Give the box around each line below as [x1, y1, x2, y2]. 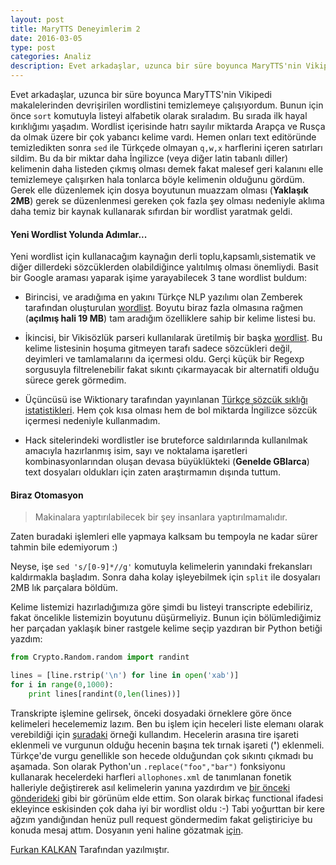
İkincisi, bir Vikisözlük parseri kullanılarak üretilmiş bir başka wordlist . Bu [24, 332, 323, 344]
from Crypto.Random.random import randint [10, 652, 190, 663]
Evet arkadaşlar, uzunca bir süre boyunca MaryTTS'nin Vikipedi [10, 89, 272, 100]
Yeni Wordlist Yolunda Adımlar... [10, 228, 148, 240]
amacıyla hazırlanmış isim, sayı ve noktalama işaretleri [24, 445, 248, 457]
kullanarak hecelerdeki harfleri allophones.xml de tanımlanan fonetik [10, 771, 292, 783]
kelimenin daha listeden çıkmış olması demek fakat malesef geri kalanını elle [10, 163, 324, 175]
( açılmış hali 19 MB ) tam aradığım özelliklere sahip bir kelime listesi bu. [24, 312, 317, 325]
